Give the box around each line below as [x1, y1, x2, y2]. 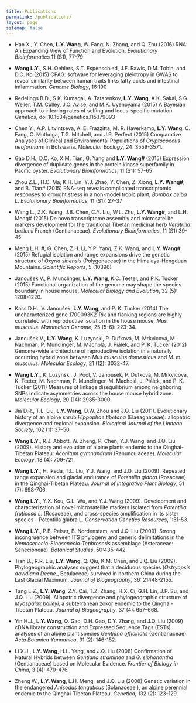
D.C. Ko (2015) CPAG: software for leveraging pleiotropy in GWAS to [14, 71, 178, 78]
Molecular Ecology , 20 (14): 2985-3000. [14, 396, 112, 403]
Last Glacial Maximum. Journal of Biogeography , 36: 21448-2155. [14, 576, 173, 583]
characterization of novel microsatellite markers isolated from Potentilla [14, 504, 187, 511]
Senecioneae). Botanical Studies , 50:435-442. [14, 546, 128, 554]
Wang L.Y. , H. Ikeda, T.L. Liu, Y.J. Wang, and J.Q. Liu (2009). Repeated [14, 467, 185, 475]
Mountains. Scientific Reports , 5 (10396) [14, 264, 112, 271]
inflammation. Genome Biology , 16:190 [14, 83, 107, 91]
